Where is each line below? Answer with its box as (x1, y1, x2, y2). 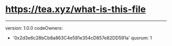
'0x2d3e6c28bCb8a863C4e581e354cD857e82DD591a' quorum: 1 (12, 34, 152, 41)
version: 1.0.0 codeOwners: (5, 25, 63, 31)
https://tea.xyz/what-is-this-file (5, 4, 146, 15)
